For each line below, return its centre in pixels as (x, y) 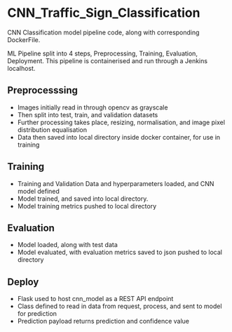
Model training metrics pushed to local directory (87, 206)
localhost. (21, 68)
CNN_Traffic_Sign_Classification (104, 13)
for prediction (37, 314)
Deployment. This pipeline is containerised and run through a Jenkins (108, 60)
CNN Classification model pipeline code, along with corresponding (103, 32)
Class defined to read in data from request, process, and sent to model (120, 306)
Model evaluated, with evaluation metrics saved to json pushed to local (120, 252)
